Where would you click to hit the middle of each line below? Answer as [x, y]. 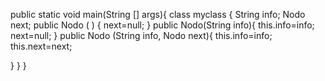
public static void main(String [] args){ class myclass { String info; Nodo [158, 14]
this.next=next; [41, 46]
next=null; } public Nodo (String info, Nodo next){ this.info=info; [141, 35]
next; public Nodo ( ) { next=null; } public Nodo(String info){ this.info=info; [162, 25]
